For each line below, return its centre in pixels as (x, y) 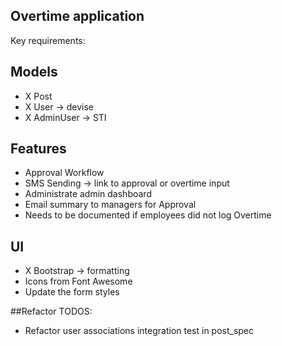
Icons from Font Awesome (78, 281)
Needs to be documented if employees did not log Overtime (148, 215)
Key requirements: (48, 40)
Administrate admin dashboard (88, 194)
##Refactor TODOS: (51, 311)
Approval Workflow (64, 173)
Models (34, 72)
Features (38, 149)
